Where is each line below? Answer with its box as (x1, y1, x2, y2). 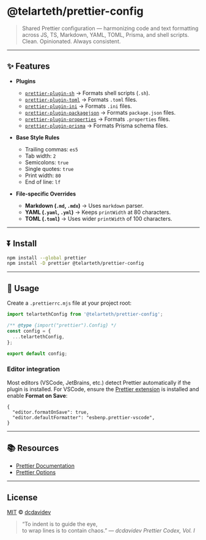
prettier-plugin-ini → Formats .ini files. (24, 102, 132, 110)
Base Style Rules (15, 134, 60, 141)
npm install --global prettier (7, 254, 87, 261)
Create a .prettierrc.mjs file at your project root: (7, 299, 132, 307)
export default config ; (7, 351, 68, 357)
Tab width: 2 (24, 152, 56, 159)
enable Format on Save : (7, 392, 68, 399)
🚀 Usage (7, 283, 39, 294)
